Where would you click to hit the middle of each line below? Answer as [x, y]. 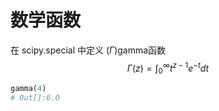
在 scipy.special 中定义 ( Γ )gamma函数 [88, 50]
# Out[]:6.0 [35, 98]
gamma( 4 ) [28, 89]
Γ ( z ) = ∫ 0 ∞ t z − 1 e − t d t [168, 68]
